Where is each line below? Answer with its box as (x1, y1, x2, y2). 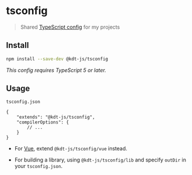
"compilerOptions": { (16, 119, 69, 125)
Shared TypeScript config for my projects (20, 23, 120, 30)
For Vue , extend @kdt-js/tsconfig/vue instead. (14, 145, 127, 152)
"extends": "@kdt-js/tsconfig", (16, 114, 95, 121)
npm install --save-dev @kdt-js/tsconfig (6, 56, 109, 62)
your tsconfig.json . (14, 163, 63, 170)
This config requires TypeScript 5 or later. (6, 66, 107, 74)
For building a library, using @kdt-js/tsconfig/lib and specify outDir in (14, 156, 187, 163)
